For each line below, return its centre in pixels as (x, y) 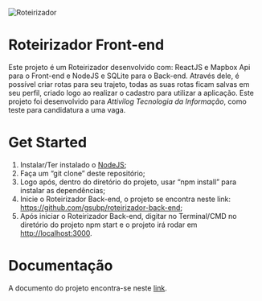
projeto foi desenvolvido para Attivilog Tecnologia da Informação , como (127, 101)
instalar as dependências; (63, 190)
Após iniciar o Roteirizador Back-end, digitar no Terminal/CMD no (128, 216)
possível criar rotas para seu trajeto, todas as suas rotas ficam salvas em (129, 84)
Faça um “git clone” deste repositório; (82, 173)
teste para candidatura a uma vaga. (67, 109)
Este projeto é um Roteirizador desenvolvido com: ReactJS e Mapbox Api (129, 67)
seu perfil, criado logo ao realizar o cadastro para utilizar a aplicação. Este (131, 93)
